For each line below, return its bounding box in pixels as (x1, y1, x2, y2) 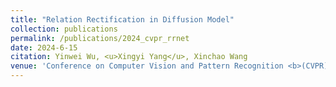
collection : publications (10, 24, 118, 34)
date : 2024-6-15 (10, 42, 78, 53)
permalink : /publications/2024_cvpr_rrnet (10, 33, 190, 43)
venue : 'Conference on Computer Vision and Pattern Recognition (10, 61, 284, 71)
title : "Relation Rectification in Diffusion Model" (10, 14, 235, 25)
